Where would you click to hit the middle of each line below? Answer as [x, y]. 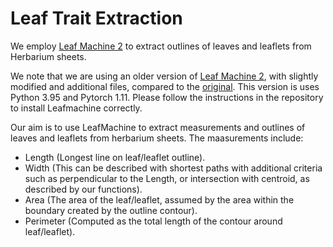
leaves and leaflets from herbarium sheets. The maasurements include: [157, 138]
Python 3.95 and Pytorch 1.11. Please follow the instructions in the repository [167, 97]
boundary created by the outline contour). [111, 210]
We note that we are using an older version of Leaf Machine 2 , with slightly [164, 76]
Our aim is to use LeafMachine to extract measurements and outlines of [158, 127]
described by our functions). [83, 189]
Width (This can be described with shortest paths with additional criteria [173, 168]
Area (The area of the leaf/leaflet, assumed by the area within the [159, 199]
